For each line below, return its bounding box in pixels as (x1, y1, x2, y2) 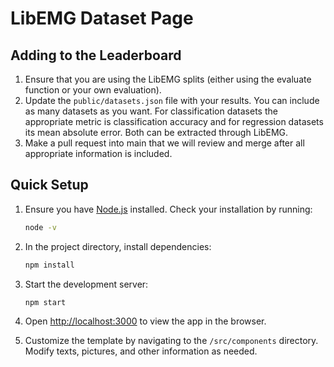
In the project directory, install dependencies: (24, 240, 212, 252)
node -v (24, 222, 57, 232)
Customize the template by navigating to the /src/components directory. (24, 335, 319, 347)
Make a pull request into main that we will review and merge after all (24, 137, 305, 149)
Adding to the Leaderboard (10, 47, 182, 64)
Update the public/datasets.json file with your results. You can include (24, 95, 320, 106)
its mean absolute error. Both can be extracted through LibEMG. (24, 127, 289, 138)
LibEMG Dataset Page (10, 7, 194, 30)
